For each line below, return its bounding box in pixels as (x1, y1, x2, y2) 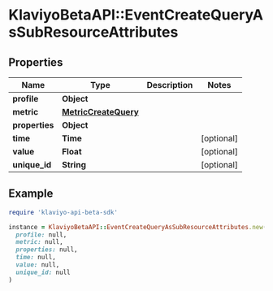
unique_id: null (15, 268, 71, 276)
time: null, (15, 254, 57, 262)
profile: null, (15, 230, 67, 239)
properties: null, (15, 245, 79, 254)
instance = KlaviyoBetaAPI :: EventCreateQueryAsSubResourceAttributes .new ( (8, 223, 267, 231)
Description (146, 80, 193, 90)
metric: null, (15, 238, 63, 246)
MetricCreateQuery (62, 106, 140, 117)
